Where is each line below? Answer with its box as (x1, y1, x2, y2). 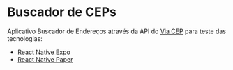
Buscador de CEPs (7, 4, 117, 20)
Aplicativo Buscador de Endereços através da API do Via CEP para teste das (7, 27, 227, 35)
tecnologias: (7, 34, 43, 42)
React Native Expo (17, 48, 71, 56)
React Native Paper (17, 55, 73, 63)
